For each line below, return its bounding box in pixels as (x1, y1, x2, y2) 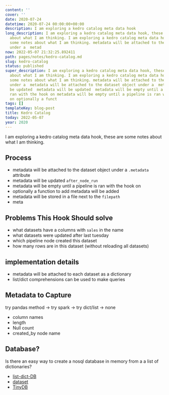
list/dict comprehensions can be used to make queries (12, 277, 125, 283)
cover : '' (5, 12, 26, 17)
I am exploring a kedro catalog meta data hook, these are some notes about (5, 134, 162, 140)
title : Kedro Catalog (5, 110, 51, 116)
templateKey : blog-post (5, 106, 55, 111)
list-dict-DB (12, 373, 37, 379)
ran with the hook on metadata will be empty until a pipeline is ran (10, 92, 161, 97)
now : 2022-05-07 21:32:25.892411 (5, 49, 75, 54)
